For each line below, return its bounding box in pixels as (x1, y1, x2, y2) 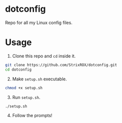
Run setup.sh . (12, 94, 41, 100)
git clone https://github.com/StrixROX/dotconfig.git (5, 62, 118, 67)
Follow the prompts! (12, 113, 52, 119)
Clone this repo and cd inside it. (12, 53, 76, 59)
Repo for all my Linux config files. (5, 20, 73, 25)
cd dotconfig (5, 67, 32, 72)
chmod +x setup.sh (5, 85, 43, 90)
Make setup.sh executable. (12, 76, 67, 82)
